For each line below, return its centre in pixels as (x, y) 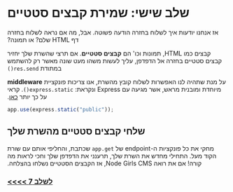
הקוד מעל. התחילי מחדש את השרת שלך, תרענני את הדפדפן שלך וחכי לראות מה (112, 156)
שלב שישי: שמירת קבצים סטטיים (99, 13)
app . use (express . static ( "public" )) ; (61, 109)
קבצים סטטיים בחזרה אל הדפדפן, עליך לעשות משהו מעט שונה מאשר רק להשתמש (115, 60)
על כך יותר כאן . (27, 97)
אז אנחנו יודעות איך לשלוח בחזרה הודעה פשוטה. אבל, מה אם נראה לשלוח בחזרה (113, 32)
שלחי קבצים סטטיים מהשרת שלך (76, 131)
